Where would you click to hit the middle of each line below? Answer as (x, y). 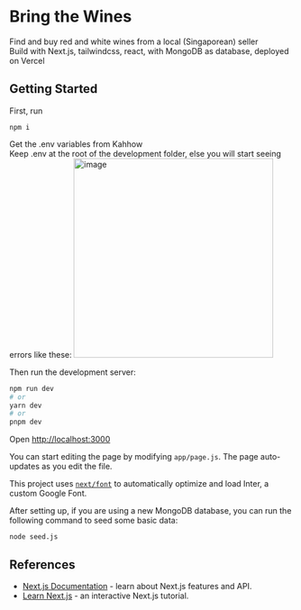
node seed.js (34, 537)
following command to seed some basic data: (94, 521)
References (42, 564)
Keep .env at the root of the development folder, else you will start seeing (146, 153)
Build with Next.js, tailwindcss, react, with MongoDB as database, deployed (150, 50)
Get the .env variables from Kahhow (76, 144)
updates (25, 467)
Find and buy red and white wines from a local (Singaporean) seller (134, 41)
